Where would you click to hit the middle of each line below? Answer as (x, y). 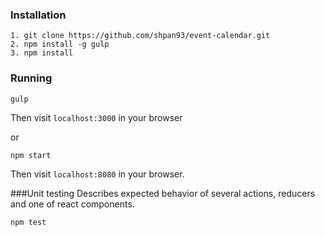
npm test (28, 222)
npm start (31, 155)
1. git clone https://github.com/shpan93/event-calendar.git (140, 36)
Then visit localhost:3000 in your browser (96, 117)
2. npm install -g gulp (60, 44)
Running (31, 78)
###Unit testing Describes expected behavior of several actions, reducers (163, 193)
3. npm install (42, 53)
